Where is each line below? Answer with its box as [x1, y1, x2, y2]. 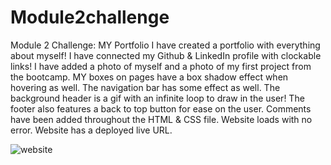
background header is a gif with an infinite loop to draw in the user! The [10, 92, 305, 104]
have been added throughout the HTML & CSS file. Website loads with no [10, 113, 313, 125]
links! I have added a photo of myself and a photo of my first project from [10, 60, 312, 72]
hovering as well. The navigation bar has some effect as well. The [10, 81, 281, 93]
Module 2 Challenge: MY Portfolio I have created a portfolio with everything [10, 39, 321, 51]
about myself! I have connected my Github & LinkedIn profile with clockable [10, 49, 322, 61]
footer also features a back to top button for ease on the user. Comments [10, 102, 312, 115]
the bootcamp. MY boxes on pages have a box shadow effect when [10, 71, 289, 83]
